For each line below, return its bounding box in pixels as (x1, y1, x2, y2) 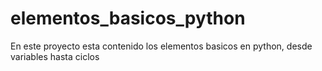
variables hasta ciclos (10, 50, 100, 62)
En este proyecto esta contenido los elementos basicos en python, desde (10, 40, 313, 52)
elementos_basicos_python (10, 7, 246, 30)
